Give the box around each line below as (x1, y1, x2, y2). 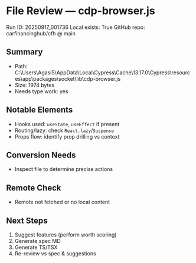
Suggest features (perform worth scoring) (14, 231, 117, 238)
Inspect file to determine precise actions (14, 166, 113, 173)
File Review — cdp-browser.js (6, 4, 155, 18)
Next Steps (6, 215, 48, 225)
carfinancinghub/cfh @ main (6, 29, 76, 37)
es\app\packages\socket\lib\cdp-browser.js (14, 75, 121, 82)
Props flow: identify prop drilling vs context (14, 133, 120, 140)
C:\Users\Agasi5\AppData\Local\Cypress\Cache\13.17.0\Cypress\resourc (14, 69, 191, 76)
